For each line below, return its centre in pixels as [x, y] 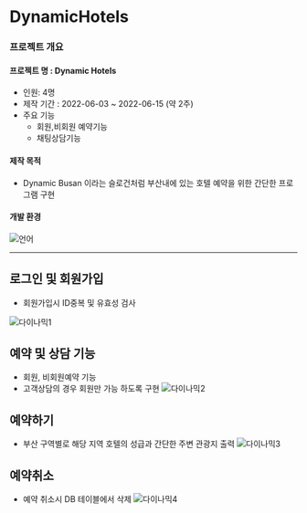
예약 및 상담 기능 [53, 353]
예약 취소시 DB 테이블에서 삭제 [77, 498]
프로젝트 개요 [37, 47]
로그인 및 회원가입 [57, 279]
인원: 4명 [39, 92]
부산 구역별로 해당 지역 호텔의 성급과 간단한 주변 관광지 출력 [129, 444]
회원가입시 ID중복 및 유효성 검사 [79, 302]
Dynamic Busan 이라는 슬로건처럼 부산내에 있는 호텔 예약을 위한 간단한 [149, 183]
